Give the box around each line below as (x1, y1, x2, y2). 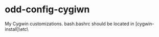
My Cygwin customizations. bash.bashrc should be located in (5, 21, 134, 27)
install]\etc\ (5, 26, 29, 32)
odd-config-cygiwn (5, 4, 90, 15)
